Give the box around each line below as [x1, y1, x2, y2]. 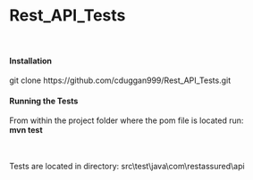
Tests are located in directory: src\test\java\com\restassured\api [9, 161, 245, 172]
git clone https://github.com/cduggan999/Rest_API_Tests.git [9, 75, 232, 86]
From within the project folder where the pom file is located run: [9, 115, 244, 126]
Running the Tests [9, 95, 79, 106]
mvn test [9, 125, 43, 135]
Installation [9, 55, 52, 66]
